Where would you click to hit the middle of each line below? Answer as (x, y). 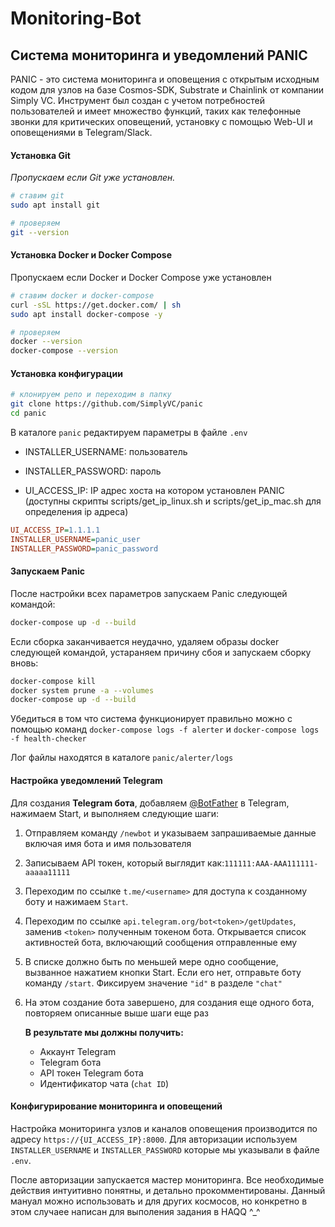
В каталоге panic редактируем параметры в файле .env (129, 432)
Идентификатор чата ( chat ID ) (104, 1083)
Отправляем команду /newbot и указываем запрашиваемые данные (170, 833)
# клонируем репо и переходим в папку (91, 395)
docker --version (46, 342)
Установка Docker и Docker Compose (91, 255)
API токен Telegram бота (91, 1073)
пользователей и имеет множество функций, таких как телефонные (156, 111)
